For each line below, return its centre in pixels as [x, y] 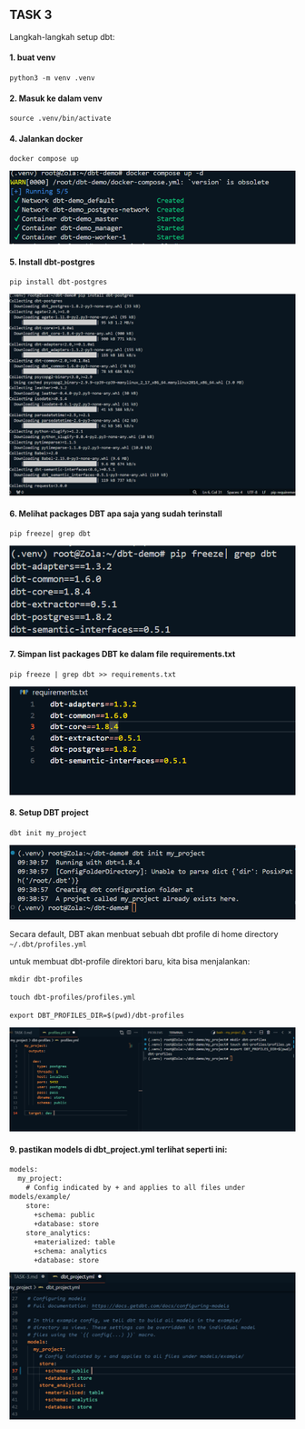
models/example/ [40, 1197]
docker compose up [44, 159]
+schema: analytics [70, 1252]
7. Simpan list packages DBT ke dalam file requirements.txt [123, 655]
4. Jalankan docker [46, 138]
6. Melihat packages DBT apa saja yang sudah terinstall [116, 514]
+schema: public [64, 1215]
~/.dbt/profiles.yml [49, 944]
